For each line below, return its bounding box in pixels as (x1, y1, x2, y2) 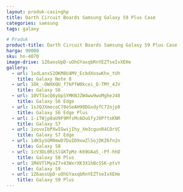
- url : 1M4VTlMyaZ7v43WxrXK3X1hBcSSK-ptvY (12, 160, 121, 166)
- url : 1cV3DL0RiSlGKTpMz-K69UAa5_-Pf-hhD (12, 149, 121, 155)
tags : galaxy (6, 25, 39, 32)
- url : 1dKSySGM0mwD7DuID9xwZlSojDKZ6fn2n (12, 138, 121, 144)
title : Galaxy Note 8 (17, 76, 72, 82)
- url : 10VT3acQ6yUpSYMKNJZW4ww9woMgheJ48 (12, 93, 121, 99)
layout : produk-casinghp (6, 8, 69, 15)
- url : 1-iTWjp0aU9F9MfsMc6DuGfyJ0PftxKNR (12, 115, 121, 121)
